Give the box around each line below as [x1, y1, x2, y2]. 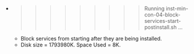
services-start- [144, 18, 182, 24]
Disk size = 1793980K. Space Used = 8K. [20, 41, 121, 48]
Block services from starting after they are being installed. [20, 35, 162, 42]
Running [144, 5, 165, 12]
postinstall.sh [144, 23, 177, 31]
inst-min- [165, 5, 189, 12]
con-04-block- [144, 11, 181, 18]
